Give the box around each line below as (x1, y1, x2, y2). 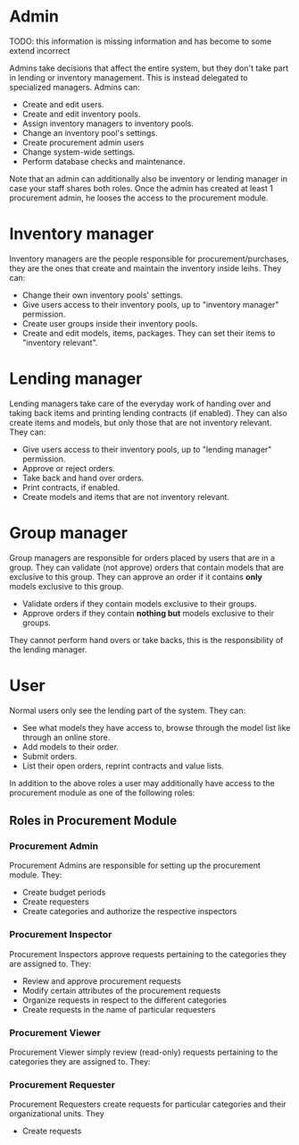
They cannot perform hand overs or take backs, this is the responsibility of (9, 634, 284, 645)
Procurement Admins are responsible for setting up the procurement (9, 861, 261, 871)
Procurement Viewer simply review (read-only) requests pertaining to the (9, 1047, 278, 1057)
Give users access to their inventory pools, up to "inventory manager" (21, 299, 279, 310)
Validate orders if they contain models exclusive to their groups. (21, 598, 257, 609)
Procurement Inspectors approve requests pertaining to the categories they (9, 948, 287, 959)
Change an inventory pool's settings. (21, 127, 158, 138)
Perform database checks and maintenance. (21, 156, 186, 166)
